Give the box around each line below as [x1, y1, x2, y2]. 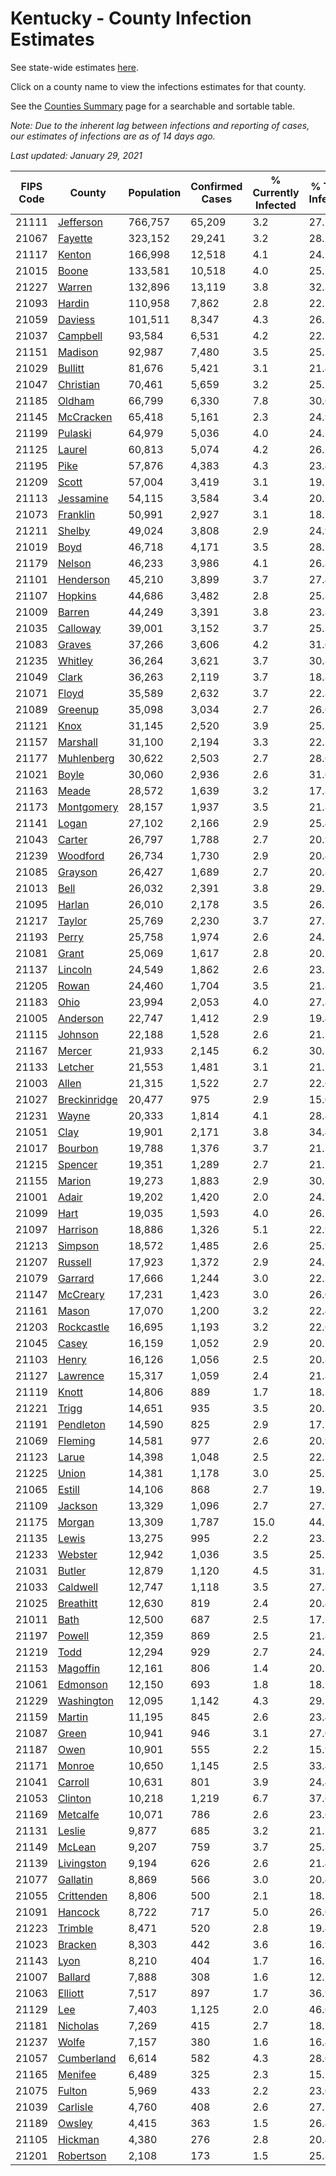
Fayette [57, 231, 93, 245]
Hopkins [57, 588, 97, 602]
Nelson [57, 556, 92, 570]
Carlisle [57, 2100, 94, 2114]
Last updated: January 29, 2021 [10, 149, 143, 161]
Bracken [57, 1937, 97, 1951]
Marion [57, 1173, 92, 1187]
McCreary [57, 1287, 105, 1301]
